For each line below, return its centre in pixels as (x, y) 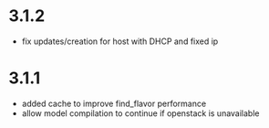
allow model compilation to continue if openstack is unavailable (140, 113)
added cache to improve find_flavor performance (114, 103)
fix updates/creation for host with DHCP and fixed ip (120, 41)
